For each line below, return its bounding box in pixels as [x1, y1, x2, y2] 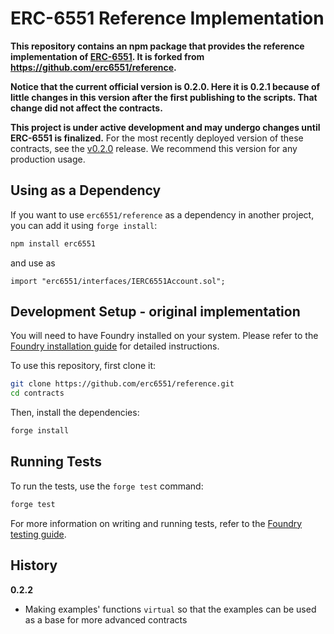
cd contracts [10, 388, 65, 399]
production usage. [10, 153, 86, 165]
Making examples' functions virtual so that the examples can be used [24, 603, 317, 615]
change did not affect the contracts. [10, 102, 163, 114]
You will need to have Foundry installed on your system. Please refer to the [10, 330, 319, 342]
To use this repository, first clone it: [10, 360, 157, 372]
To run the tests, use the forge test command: [10, 480, 204, 492]
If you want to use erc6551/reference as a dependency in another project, [10, 208, 315, 221]
